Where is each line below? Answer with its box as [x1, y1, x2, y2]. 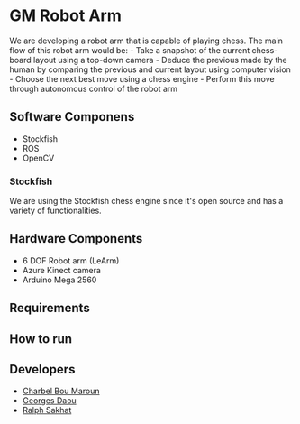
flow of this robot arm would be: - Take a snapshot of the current [9, 44, 250, 55]
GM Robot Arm [9, 5, 122, 26]
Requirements [9, 300, 90, 316]
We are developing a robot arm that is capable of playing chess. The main [9, 35, 284, 46]
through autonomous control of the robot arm [9, 83, 178, 94]
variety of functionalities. [9, 205, 102, 217]
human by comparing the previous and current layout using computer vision [9, 64, 291, 75]
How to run [9, 331, 73, 346]
